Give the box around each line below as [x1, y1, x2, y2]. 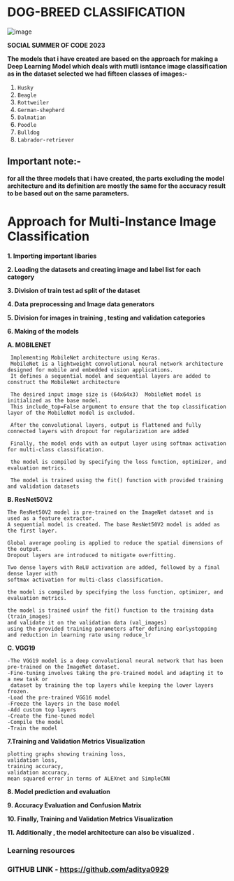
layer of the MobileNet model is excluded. [7, 409, 136, 416]
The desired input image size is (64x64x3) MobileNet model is [10, 390, 201, 398]
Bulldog [17, 129, 40, 136]
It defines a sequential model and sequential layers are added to [10, 372, 211, 379]
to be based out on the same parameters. [7, 189, 129, 197]
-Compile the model [7, 718, 64, 725]
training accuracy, [7, 763, 64, 770]
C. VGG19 [7, 643, 36, 652]
